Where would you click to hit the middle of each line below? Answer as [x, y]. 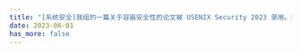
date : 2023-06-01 [42, 26]
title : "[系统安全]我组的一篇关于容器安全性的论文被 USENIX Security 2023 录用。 [150, 17]
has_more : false [39, 33]
